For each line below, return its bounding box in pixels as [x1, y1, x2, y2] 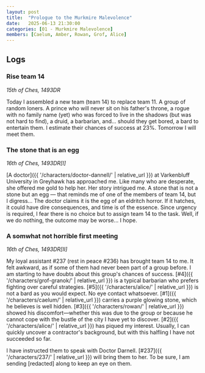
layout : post [6, 9, 40, 15]
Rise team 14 [6, 73, 45, 81]
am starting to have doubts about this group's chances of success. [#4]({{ [6, 271, 193, 278]
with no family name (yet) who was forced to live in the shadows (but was [6, 111, 192, 118]
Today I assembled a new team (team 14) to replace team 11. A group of [6, 98, 186, 105]
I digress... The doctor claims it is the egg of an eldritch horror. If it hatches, [6, 197, 196, 205]
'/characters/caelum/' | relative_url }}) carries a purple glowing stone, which [6, 296, 197, 304]
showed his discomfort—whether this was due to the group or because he [6, 309, 193, 317]
